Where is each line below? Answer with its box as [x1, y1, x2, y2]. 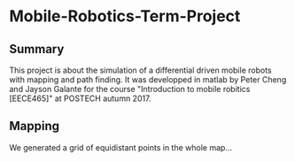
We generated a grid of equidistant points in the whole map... [9, 142, 233, 152]
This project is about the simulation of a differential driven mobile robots [9, 65, 272, 75]
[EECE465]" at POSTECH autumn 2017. [9, 93, 151, 104]
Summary [9, 42, 65, 57]
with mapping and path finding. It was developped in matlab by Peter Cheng [9, 74, 287, 85]
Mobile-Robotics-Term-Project [9, 6, 241, 27]
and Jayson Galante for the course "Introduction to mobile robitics [9, 84, 251, 94]
